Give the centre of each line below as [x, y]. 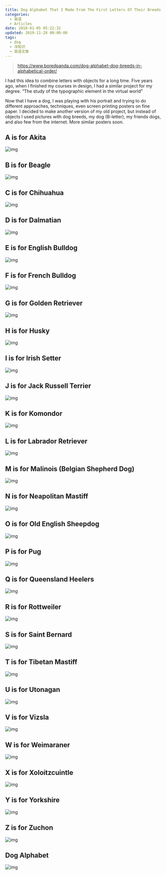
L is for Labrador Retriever [46, 441]
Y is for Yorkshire [33, 800]
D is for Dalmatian [33, 220]
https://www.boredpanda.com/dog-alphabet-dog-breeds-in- [80, 66]
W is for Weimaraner [38, 745]
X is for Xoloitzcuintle [39, 772]
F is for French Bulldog [41, 275]
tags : [11, 38]
